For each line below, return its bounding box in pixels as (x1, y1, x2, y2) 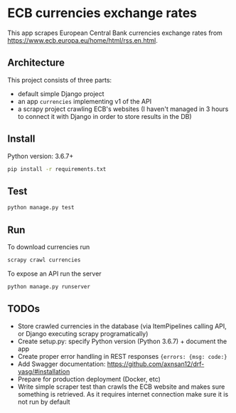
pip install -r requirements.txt (7, 165, 107, 172)
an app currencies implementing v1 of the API (17, 97, 151, 105)
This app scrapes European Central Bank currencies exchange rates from (7, 28, 222, 37)
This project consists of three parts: (7, 75, 112, 84)
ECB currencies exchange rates (7, 5, 198, 21)
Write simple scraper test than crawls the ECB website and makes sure (17, 382, 225, 391)
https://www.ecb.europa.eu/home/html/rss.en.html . (7, 36, 158, 44)
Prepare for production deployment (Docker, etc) (17, 375, 161, 383)
